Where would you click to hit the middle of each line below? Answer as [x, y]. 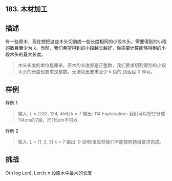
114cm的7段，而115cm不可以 [48, 120]
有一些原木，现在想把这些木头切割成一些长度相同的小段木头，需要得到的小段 [86, 42]
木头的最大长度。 [28, 54]
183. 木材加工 [26, 9]
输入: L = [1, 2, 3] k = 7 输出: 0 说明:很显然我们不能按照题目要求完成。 [91, 142]
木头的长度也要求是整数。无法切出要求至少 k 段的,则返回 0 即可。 [87, 72]
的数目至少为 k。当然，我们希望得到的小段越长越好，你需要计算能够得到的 [83, 48]
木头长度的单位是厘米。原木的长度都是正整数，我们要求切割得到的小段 [92, 65]
